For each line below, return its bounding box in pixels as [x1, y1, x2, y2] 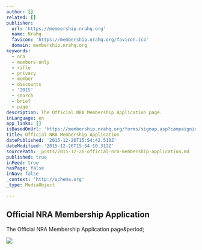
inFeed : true [6, 160, 39, 166]
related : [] [6, 14, 36, 20]
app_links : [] [6, 121, 42, 127]
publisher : [6, 20, 34, 26]
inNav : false [6, 171, 39, 177]
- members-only [11, 59, 50, 65]
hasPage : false [6, 165, 44, 171]
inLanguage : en [6, 115, 44, 121]
